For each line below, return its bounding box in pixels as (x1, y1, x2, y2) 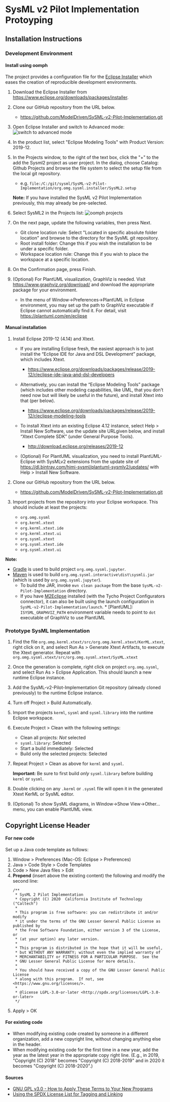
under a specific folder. (20, 245, 69, 252)
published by (12, 923, 41, 928)
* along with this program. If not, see (15, 976, 104, 982)
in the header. (12, 1042, 42, 1047)
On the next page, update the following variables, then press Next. (12, 219, 152, 225)
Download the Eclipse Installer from (12, 89, 87, 95)
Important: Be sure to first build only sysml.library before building (12, 771, 153, 777)
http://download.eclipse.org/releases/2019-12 (27, 443, 123, 449)
